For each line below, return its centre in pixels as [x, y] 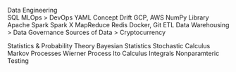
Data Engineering [32, 10]
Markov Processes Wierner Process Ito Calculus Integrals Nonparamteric [113, 53]
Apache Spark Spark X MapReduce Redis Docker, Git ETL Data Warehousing [118, 25]
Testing [18, 61]
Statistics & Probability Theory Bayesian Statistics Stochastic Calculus [109, 46]
